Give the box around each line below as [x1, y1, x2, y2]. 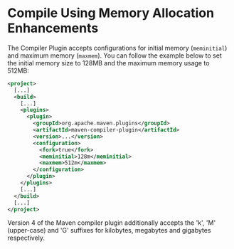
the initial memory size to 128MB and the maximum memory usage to [7, 58, 210, 67]
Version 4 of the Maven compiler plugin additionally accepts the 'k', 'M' [7, 218, 216, 227]
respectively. [7, 233, 45, 243]
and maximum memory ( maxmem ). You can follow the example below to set [7, 51, 222, 60]
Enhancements [7, 20, 99, 36]
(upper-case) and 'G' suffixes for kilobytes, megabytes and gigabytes [7, 226, 211, 235]
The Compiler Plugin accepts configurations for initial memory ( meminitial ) [7, 43, 228, 52]
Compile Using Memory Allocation [7, 5, 215, 21]
